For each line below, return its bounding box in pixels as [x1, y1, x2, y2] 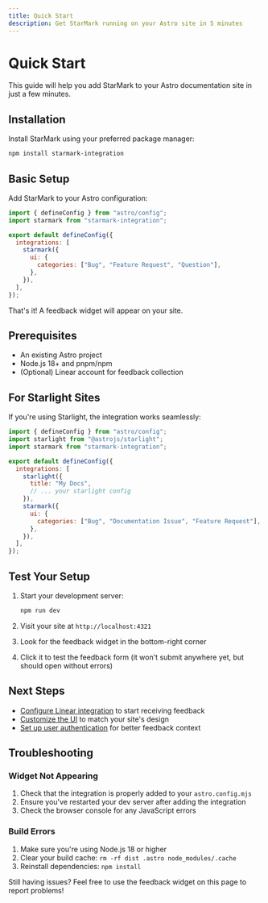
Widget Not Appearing [8, 771, 98, 781]
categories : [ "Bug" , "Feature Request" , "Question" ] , [37, 261, 221, 269]
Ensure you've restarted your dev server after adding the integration [19, 797, 247, 807]
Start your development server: [19, 591, 124, 601]
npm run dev [19, 606, 60, 614]
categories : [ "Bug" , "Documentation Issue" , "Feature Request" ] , [37, 517, 262, 525]
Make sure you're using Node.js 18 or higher [19, 844, 167, 854]
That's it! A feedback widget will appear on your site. [8, 306, 183, 315]
